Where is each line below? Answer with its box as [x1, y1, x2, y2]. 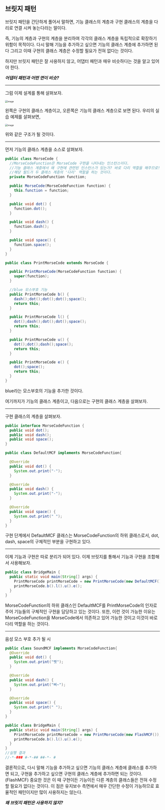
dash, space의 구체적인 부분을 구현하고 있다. [5, 539, 92, 545]
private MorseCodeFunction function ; [9, 175, 87, 180]
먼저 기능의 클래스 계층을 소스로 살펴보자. [5, 146, 84, 152]
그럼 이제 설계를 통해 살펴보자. [5, 90, 63, 96]
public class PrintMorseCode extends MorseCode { [5, 260, 109, 265]
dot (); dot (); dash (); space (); [14, 342, 74, 347]
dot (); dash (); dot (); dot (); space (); [14, 319, 87, 324]
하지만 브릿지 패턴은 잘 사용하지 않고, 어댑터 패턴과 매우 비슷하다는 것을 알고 [5, 58, 151, 64]
